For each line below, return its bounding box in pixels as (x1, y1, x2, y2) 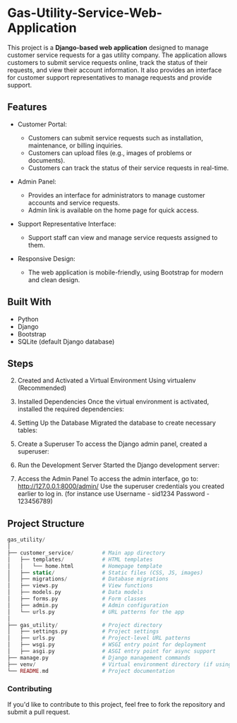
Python (17, 315, 39, 323)
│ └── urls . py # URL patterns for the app (7, 608, 185, 615)
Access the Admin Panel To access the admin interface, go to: (17, 475, 199, 483)
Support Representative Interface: (17, 219, 116, 228)
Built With (7, 296, 51, 308)
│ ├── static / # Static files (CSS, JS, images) (7, 569, 203, 576)
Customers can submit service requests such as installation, (28, 133, 203, 142)
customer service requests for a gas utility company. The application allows (7, 51, 227, 59)
